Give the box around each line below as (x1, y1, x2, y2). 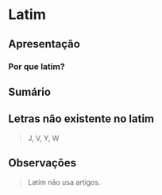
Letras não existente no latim (8, 113, 155, 126)
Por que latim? (8, 61, 65, 72)
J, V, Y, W (27, 133, 60, 143)
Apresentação (8, 37, 81, 51)
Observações (8, 156, 77, 170)
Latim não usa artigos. (27, 177, 101, 187)
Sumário (8, 85, 52, 98)
